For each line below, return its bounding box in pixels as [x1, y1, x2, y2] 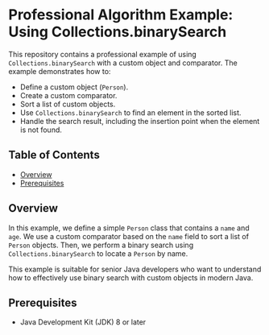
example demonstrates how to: [8, 66, 111, 76]
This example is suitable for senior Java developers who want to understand [8, 264, 262, 274]
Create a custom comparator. [19, 90, 118, 100]
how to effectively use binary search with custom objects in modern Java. [8, 272, 254, 283]
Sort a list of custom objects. [19, 99, 116, 109]
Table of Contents [8, 148, 101, 162]
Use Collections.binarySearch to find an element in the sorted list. [19, 107, 242, 118]
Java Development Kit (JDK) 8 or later [19, 317, 147, 327]
